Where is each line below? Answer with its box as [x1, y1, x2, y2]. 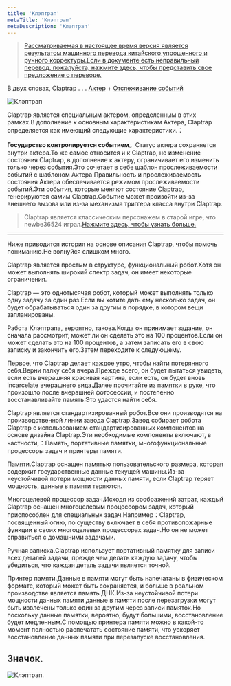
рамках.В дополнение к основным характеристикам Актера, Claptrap [7, 118, 212, 126]
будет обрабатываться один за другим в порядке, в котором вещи [7, 303, 203, 311]
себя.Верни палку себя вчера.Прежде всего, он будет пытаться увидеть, [7, 366, 223, 375]
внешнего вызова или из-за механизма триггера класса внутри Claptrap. [7, 200, 223, 208]
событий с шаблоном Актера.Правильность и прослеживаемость [7, 170, 201, 179]
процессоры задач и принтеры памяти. [7, 447, 123, 455]
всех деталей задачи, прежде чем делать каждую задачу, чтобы [7, 554, 198, 562]
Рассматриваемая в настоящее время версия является [23, 42, 188, 50]
